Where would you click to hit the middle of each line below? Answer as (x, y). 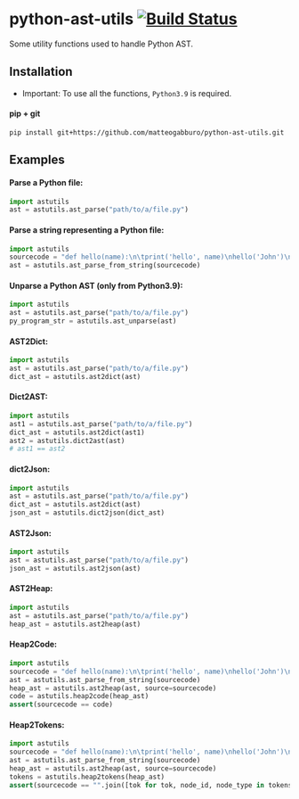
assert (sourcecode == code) (61, 704)
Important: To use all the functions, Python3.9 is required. (127, 93)
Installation (41, 72)
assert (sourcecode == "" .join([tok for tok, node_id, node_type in (137, 785)
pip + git (25, 114)
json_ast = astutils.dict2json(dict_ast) (87, 513)
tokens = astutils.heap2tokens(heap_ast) (87, 777)
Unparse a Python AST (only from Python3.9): (96, 285)
